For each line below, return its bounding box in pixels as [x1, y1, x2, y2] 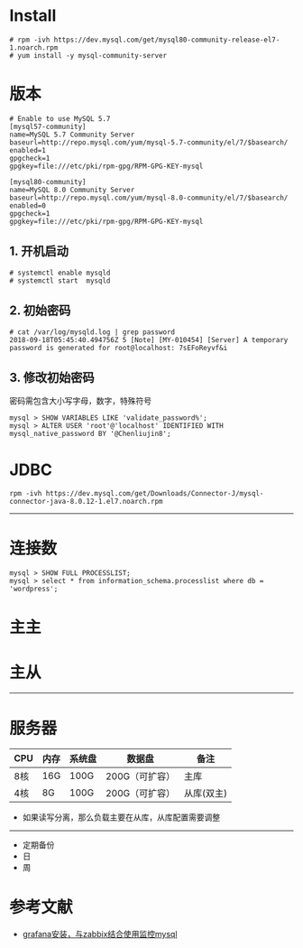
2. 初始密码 [9, 303, 71, 319]
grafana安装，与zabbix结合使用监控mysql [22, 929, 178, 940]
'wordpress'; [9, 584, 59, 594]
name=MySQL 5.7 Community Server [9, 130, 135, 139]
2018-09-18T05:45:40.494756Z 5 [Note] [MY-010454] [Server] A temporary [9, 335, 289, 344]
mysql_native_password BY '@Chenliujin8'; [9, 430, 171, 439]
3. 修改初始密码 [9, 369, 95, 385]
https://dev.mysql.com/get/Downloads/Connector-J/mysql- [45, 489, 264, 498]
